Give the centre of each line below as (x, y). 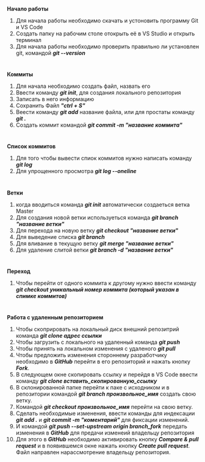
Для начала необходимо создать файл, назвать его (83, 86)
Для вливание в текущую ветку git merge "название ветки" (95, 243)
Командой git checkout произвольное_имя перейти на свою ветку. (104, 407)
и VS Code (29, 27)
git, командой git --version (51, 53)
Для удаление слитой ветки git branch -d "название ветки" (94, 250)
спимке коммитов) (41, 296)
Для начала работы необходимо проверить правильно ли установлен (107, 46)
